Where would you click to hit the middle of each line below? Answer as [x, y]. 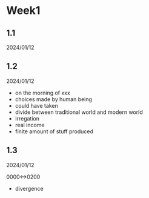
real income [30, 125]
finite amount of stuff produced [54, 131]
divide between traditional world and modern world [79, 112]
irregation [27, 118]
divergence [29, 188]
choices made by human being [54, 99]
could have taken [37, 105]
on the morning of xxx [43, 93]
